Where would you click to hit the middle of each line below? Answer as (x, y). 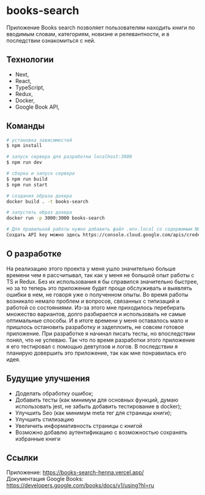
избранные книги (38, 439)
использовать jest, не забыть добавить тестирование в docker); (98, 406)
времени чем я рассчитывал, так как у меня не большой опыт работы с (100, 275)
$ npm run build (27, 179)
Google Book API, (37, 107)
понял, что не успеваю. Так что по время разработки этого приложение (101, 340)
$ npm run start (27, 185)
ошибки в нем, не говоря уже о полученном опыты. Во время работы (97, 294)
